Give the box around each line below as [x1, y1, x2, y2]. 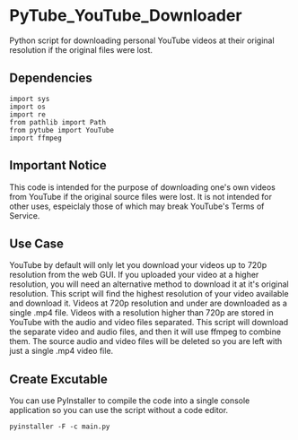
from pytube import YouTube [9, 125, 115, 134]
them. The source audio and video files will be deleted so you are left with [9, 336, 283, 347]
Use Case [9, 236, 65, 251]
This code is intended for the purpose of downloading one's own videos [9, 181, 276, 193]
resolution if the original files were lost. [9, 44, 153, 55]
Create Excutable [9, 371, 108, 386]
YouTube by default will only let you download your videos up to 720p [9, 260, 267, 271]
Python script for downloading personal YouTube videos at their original [9, 35, 276, 46]
